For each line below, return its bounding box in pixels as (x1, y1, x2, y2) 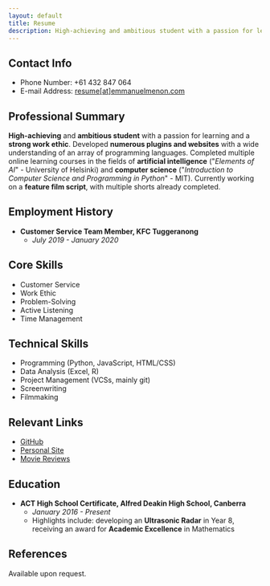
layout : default (8, 11, 63, 20)
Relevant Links (8, 415, 84, 429)
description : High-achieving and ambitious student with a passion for (8, 26, 253, 35)
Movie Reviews (19, 454, 71, 464)
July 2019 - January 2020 (31, 234, 119, 245)
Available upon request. (8, 568, 87, 578)
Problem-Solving (19, 296, 76, 306)
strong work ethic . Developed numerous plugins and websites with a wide (8, 140, 260, 149)
